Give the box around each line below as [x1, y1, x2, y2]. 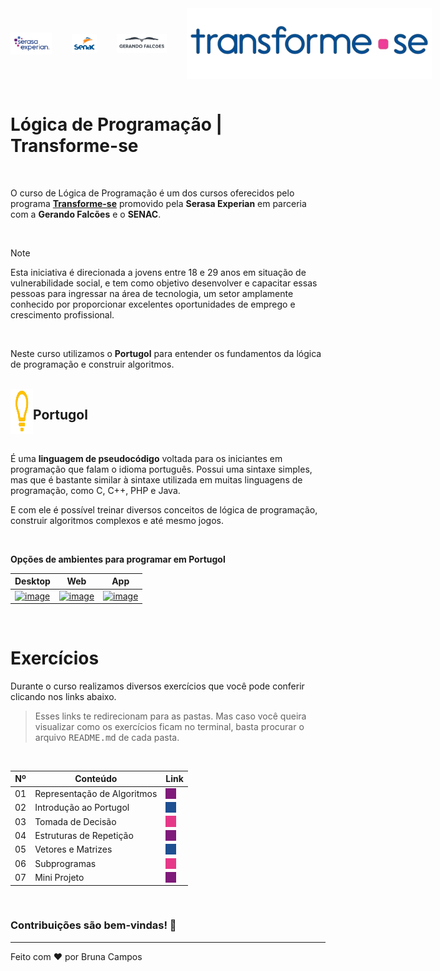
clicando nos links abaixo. [10, 690, 117, 702]
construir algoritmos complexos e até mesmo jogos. [10, 514, 224, 526]
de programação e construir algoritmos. [10, 358, 175, 370]
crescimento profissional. [10, 308, 115, 321]
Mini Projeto [34, 872, 85, 883]
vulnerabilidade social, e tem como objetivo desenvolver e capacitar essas [10, 277, 318, 289]
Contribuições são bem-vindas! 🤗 [10, 918, 177, 932]
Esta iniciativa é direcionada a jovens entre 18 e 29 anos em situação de [10, 266, 307, 278]
